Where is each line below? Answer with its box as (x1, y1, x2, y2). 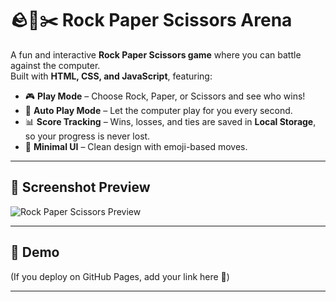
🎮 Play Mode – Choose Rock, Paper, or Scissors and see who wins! (24, 90, 306, 102)
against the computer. (10, 59, 101, 71)
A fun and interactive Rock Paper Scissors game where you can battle (10, 48, 302, 61)
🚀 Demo (10, 244, 60, 261)
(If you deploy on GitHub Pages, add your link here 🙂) (10, 270, 230, 282)
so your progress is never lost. (24, 130, 151, 142)
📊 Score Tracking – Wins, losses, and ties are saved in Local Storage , (24, 115, 317, 127)
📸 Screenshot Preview (10, 179, 151, 196)
